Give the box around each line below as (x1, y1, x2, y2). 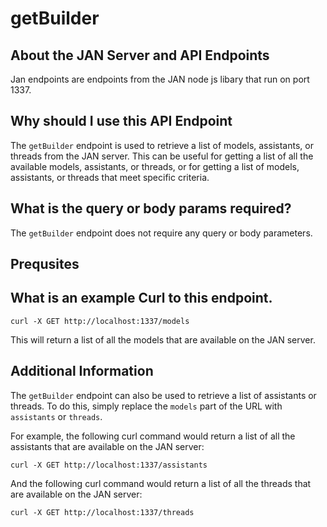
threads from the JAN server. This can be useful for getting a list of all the (10, 150, 314, 162)
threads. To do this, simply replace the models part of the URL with (10, 400, 283, 412)
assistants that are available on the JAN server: (10, 440, 205, 452)
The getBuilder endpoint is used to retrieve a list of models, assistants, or (10, 139, 314, 151)
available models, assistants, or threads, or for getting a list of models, (10, 160, 300, 172)
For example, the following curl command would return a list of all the (10, 430, 296, 442)
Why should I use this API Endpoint (10, 113, 233, 130)
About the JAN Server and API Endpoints (10, 47, 270, 64)
